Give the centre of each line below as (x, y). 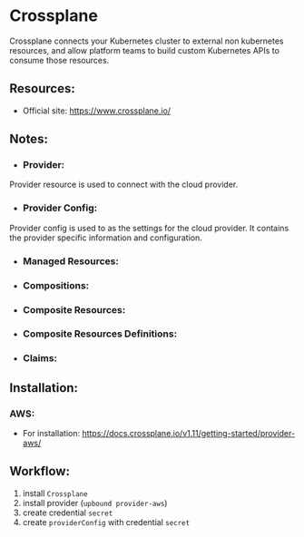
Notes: (29, 139)
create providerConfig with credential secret (106, 522)
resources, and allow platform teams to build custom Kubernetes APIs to (144, 50)
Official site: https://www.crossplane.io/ (96, 111)
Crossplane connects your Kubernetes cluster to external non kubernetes (147, 41)
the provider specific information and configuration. (106, 238)
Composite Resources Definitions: (100, 334)
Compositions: (56, 285)
